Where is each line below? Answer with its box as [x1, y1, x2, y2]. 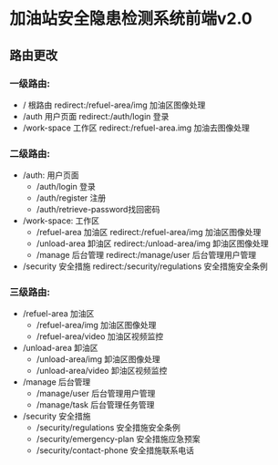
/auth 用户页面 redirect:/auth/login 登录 [22, 110, 170, 121]
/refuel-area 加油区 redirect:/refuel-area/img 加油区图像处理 [36, 227, 262, 238]
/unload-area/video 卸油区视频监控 [36, 366, 168, 377]
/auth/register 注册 [36, 192, 107, 203]
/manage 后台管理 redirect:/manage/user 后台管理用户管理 [36, 250, 257, 261]
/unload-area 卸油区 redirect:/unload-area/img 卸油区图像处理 [36, 238, 269, 249]
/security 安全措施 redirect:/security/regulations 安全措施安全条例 [22, 261, 268, 272]
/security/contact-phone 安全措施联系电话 [36, 445, 194, 456]
